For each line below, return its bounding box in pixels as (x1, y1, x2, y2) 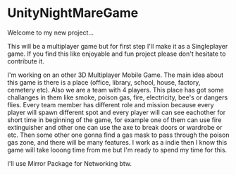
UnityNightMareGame (7, 5, 139, 21)
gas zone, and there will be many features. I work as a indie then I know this (7, 138, 228, 146)
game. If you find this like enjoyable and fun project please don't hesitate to (7, 49, 226, 58)
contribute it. (7, 56, 44, 65)
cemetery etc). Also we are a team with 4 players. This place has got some (7, 85, 224, 94)
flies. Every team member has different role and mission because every (7, 100, 214, 109)
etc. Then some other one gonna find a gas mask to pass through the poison (7, 131, 230, 139)
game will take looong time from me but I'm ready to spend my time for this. (7, 145, 228, 154)
